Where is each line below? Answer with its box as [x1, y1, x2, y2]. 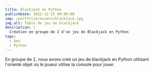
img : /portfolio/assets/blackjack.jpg [5, 16, 83, 21]
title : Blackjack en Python [5, 7, 62, 12]
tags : [5, 34, 16, 39]
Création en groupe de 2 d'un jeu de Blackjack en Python [9, 29, 129, 34]
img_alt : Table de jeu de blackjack [5, 20, 79, 26]
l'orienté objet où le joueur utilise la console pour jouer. [5, 61, 115, 67]
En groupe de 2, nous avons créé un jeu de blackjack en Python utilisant [5, 56, 149, 62]
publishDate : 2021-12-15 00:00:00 [5, 12, 75, 16]
